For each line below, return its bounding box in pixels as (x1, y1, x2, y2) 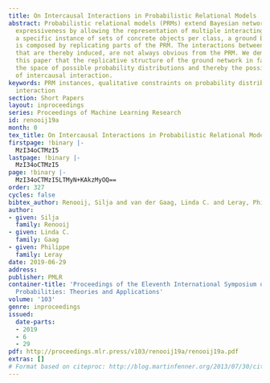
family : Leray (15, 251, 63, 259)
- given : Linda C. (8, 228, 70, 237)
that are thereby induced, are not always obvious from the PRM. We (15, 49, 250, 57)
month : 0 (8, 124, 38, 132)
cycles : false (8, 190, 56, 199)
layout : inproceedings (8, 101, 84, 109)
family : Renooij (15, 221, 70, 229)
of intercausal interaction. (15, 71, 113, 79)
